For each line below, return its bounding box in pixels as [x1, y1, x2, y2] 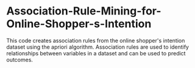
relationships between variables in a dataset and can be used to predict [6, 49, 186, 57]
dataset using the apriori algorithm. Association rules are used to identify [6, 43, 189, 51]
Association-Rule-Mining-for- [6, 4, 161, 18]
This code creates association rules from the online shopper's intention [6, 37, 185, 44]
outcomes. [6, 56, 34, 63]
